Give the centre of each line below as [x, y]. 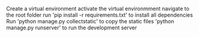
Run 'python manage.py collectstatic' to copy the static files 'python [90, 21]
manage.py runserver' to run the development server [72, 27]
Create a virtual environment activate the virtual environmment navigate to [98, 9]
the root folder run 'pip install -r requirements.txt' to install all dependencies [99, 15]
